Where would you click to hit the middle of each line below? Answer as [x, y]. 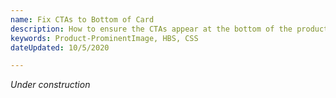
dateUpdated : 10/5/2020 [60, 47]
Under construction [50, 85]
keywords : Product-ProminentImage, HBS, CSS [104, 38]
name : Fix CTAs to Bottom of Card [82, 19]
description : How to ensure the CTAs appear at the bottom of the [151, 29]
